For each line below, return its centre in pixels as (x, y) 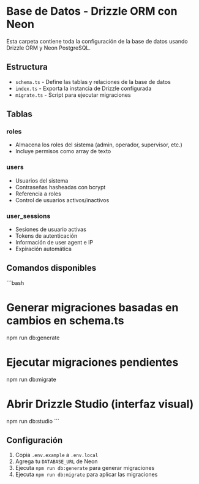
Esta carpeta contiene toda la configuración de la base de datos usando (97, 41)
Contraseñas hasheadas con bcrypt (60, 187)
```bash (15, 282)
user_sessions (28, 216)
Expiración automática (43, 249)
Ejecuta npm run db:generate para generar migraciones (85, 468)
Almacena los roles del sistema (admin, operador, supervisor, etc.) (99, 145)
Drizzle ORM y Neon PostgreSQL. (48, 48)
